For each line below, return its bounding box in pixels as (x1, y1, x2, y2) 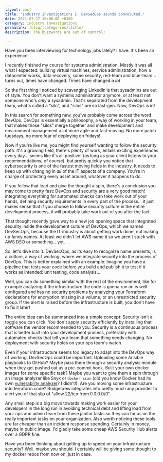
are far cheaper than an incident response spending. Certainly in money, (5, 421, 150, 427)
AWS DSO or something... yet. (5, 239, 65, 244)
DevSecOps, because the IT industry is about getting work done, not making (5, 229, 159, 234)
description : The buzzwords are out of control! (5, 30, 106, 35)
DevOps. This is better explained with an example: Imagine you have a (5, 259, 146, 264)
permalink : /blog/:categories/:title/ (5, 25, 84, 30)
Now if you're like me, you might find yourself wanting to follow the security (5, 142, 157, 148)
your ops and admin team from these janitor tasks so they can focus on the (5, 411, 156, 416)
